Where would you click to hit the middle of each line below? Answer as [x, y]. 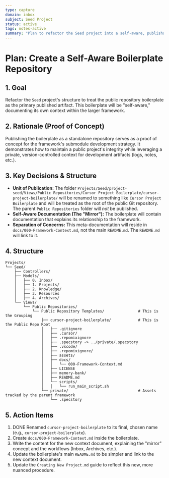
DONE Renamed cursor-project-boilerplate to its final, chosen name [85, 428]
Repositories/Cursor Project [83, 193]
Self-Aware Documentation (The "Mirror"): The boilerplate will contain [87, 214]
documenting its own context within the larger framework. [65, 111]
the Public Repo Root [28, 325]
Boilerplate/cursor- [138, 193]
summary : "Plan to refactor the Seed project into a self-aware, [75, 33]
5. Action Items [29, 415]
